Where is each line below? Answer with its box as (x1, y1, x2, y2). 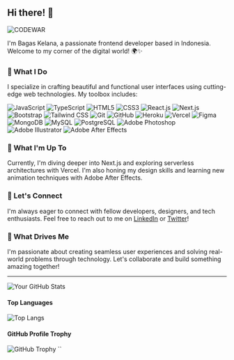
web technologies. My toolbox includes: (23, 90, 138, 98)
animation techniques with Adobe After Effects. (7, 173, 143, 182)
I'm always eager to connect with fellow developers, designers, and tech (7, 207, 216, 215)
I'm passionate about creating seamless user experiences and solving (7, 248, 208, 256)
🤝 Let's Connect (7, 191, 63, 201)
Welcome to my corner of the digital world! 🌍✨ (7, 47, 143, 55)
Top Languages (7, 298, 54, 306)
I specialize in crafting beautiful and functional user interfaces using (7, 83, 202, 91)
